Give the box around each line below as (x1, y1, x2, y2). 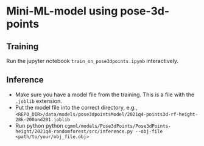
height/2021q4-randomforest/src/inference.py (15, 128, 133, 134)
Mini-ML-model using (6, 4, 118, 18)
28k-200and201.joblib (15, 116, 70, 122)
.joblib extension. (15, 97, 62, 104)
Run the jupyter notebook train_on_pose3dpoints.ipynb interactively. (6, 58, 178, 64)
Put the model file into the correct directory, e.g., (15, 104, 138, 111)
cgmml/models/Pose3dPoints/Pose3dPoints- (64, 123, 172, 129)
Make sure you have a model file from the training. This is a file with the (15, 91, 195, 98)
